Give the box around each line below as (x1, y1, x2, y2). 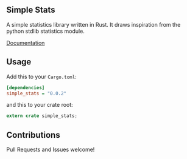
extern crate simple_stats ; (6, 113, 78, 119)
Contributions (6, 130, 60, 140)
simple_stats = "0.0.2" (6, 90, 67, 96)
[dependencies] (6, 84, 45, 90)
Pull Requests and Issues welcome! (6, 146, 95, 154)
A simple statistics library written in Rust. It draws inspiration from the (6, 21, 181, 28)
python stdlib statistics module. (6, 27, 85, 35)
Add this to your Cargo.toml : (6, 73, 77, 80)
